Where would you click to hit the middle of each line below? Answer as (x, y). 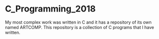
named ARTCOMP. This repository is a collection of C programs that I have (79, 27)
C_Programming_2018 (50, 9)
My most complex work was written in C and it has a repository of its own (78, 22)
